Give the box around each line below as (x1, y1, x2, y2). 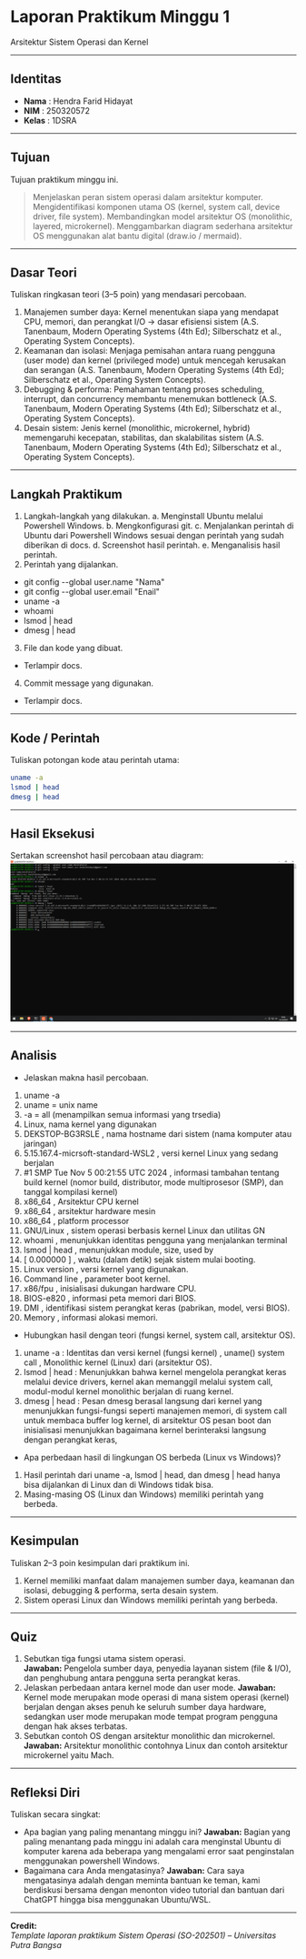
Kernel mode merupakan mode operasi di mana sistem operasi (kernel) (23, 1692, 290, 1703)
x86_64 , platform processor (23, 1215, 130, 1226)
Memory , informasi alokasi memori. (23, 1311, 158, 1322)
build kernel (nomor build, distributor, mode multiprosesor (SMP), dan (23, 1176, 284, 1188)
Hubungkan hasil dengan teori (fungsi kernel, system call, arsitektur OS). (23, 1330, 296, 1341)
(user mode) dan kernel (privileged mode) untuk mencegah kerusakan (23, 355, 287, 366)
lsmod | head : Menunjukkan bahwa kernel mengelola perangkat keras (23, 1366, 287, 1377)
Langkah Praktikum (10, 487, 123, 502)
